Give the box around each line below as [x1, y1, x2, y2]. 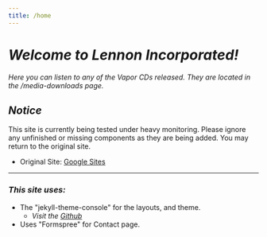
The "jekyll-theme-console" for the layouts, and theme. [19, 202, 201, 212]
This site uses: [8, 185, 66, 196]
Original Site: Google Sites [19, 157, 106, 167]
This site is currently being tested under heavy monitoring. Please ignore [8, 125, 246, 134]
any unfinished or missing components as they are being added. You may [8, 133, 249, 143]
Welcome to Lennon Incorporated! [8, 45, 239, 64]
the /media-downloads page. [8, 80, 104, 90]
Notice [8, 103, 42, 117]
